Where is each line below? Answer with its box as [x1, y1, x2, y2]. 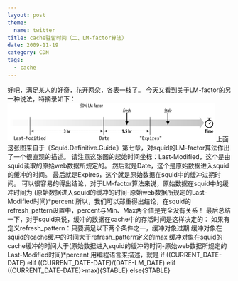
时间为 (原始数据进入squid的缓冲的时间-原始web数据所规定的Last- [13, 188, 207, 196]
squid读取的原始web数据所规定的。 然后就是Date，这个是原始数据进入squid [7, 161, 229, 170]
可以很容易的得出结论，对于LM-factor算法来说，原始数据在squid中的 [21, 179, 223, 188]
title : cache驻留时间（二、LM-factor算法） [7, 34, 128, 41]
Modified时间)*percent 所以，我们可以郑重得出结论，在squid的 [7, 197, 192, 205]
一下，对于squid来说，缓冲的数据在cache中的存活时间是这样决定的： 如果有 [7, 215, 230, 223]
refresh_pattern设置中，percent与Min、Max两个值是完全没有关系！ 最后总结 [7, 205, 231, 214]
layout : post [7, 11, 46, 19]
